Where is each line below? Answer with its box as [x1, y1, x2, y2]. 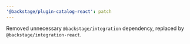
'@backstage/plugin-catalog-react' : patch [6, 8, 112, 15]
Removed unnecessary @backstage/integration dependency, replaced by [6, 25, 184, 32]
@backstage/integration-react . [6, 31, 82, 38]
